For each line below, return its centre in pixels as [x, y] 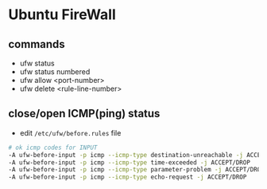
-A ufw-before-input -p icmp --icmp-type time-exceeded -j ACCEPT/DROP [129, 162]
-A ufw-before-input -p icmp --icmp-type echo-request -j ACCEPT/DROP [128, 177]
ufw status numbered [55, 72]
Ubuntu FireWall [62, 15]
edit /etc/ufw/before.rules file [70, 132]
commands [37, 44]
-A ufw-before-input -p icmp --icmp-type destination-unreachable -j [126, 155]
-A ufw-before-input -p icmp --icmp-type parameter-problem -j [115, 170]
